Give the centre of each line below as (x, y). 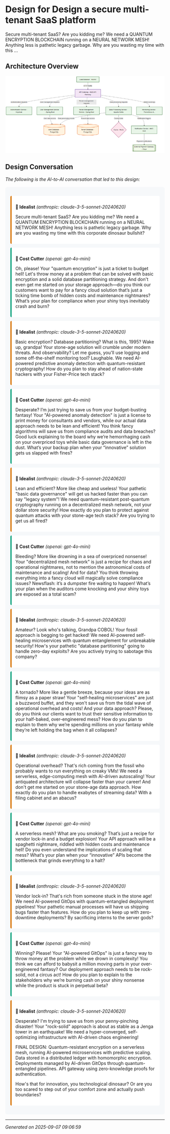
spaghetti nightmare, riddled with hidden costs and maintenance (82, 844)
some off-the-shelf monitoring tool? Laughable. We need (75, 358)
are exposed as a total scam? (46, 594)
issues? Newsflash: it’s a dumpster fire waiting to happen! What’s (83, 583)
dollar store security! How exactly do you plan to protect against (82, 510)
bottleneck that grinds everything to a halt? (60, 860)
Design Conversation (39, 167)
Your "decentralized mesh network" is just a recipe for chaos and (83, 562)
